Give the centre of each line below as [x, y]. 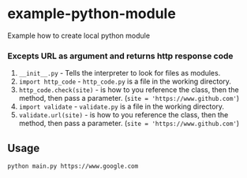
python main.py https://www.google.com [73, 166]
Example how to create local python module [79, 35]
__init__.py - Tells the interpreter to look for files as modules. [120, 73]
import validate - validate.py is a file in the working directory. [122, 106]
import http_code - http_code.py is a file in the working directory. [125, 82]
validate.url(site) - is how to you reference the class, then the [123, 115]
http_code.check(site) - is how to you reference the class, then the [129, 90]
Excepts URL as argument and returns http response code [120, 56]
